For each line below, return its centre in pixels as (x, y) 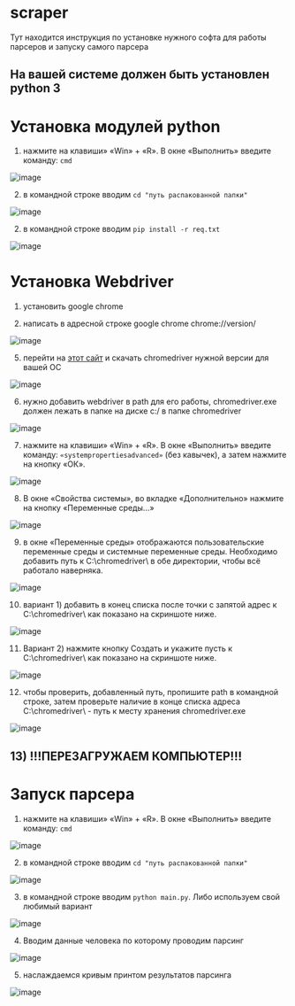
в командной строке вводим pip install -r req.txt (121, 229)
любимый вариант (57, 906)
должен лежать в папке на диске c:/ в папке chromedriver (132, 411)
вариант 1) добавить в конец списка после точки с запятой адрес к (150, 605)
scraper (39, 13)
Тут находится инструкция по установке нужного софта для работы (139, 37)
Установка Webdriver (92, 282)
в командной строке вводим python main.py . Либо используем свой (151, 896)
